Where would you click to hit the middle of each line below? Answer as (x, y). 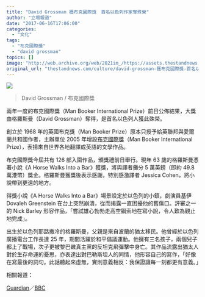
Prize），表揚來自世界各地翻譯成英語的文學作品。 (68, 147)
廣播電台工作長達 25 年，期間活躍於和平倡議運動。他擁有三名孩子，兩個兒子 (102, 239)
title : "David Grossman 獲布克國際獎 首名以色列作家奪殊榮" (78, 12)
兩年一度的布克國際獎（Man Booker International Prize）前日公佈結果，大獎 (101, 111)
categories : (21, 29)
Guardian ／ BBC (26, 288)
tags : (13, 40)
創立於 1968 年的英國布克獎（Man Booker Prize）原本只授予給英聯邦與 (95, 132)
